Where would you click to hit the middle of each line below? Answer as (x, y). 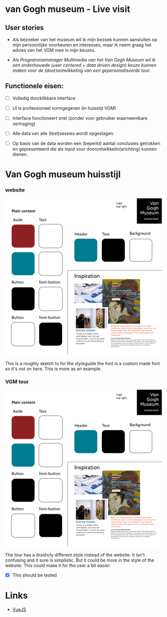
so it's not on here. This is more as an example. (53, 369)
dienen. (20, 154)
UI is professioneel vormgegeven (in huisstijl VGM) (64, 108)
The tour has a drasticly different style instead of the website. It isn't (75, 555)
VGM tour (17, 382)
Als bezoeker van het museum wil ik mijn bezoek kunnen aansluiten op (85, 39)
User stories (24, 28)
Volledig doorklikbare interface (44, 98)
